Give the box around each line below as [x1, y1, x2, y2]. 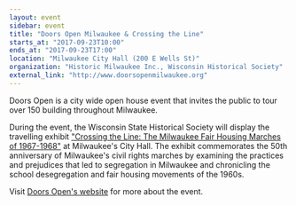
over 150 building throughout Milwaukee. [9, 104, 158, 115]
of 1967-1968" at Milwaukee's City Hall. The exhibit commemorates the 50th [9, 140, 288, 151]
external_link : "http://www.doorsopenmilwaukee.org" [9, 71, 208, 80]
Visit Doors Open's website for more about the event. [9, 185, 204, 196]
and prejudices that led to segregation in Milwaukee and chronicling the [9, 159, 270, 170]
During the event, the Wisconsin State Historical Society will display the [9, 122, 270, 132]
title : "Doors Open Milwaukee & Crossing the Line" [9, 29, 204, 38]
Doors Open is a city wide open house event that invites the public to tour [9, 95, 277, 106]
